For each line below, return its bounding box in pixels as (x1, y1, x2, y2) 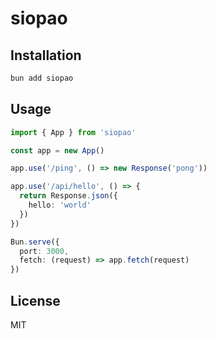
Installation (10, 47, 82, 64)
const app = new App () (10, 145, 105, 156)
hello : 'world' (28, 200, 92, 211)
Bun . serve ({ (10, 237, 60, 247)
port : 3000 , (19, 246, 70, 256)
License (10, 292, 61, 309)
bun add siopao (10, 73, 74, 83)
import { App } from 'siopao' (10, 127, 137, 137)
